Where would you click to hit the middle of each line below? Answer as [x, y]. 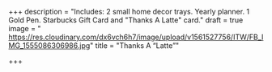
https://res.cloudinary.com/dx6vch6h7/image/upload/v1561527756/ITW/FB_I [136, 37]
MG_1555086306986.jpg [49, 46]
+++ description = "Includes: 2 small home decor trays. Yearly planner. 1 [129, 12]
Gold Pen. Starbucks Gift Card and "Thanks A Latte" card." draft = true [126, 20]
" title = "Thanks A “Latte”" [135, 46]
